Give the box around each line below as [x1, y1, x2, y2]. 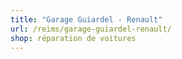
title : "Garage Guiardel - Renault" [10, 14, 163, 25]
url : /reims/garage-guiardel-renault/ [10, 24, 172, 34]
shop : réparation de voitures [10, 33, 137, 43]
